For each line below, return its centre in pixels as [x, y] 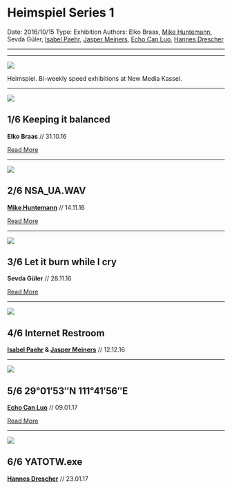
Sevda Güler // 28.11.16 [39, 278]
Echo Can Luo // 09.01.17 [42, 407]
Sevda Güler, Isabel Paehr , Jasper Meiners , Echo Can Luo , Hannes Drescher [116, 39]
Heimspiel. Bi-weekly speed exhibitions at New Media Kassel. [95, 78]
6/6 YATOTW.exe [45, 462]
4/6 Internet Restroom [56, 333]
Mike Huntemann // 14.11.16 [46, 207]
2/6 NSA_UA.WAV [47, 191]
